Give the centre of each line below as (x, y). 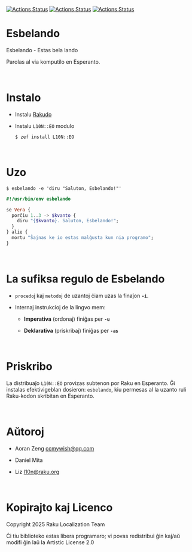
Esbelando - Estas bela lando (42, 50)
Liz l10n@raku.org (37, 472)
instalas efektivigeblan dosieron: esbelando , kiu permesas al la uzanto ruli (96, 389)
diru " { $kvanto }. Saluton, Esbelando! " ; (68, 221)
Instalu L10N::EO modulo (45, 126)
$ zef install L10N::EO (45, 137)
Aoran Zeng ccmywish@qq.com (54, 448)
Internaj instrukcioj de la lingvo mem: (60, 307)
